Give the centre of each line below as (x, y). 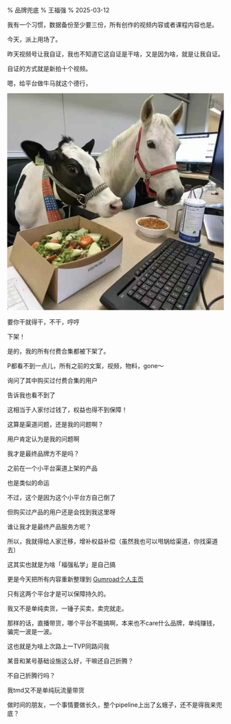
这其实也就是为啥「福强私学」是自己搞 (61, 564)
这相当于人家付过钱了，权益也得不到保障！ (67, 409)
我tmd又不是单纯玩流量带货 (46, 690)
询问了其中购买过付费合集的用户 (52, 380)
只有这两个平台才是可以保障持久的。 (58, 594)
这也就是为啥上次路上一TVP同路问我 (58, 646)
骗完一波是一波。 (31, 631)
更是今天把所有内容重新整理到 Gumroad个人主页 (75, 579)
